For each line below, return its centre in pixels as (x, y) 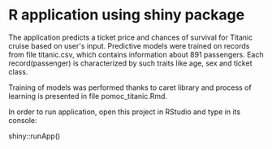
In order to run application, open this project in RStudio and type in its (125, 112)
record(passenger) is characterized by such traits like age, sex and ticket (130, 63)
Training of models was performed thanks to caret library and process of (130, 87)
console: (23, 120)
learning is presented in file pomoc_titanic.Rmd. (88, 96)
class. (18, 71)
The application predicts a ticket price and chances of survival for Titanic (131, 37)
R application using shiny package (127, 15)
